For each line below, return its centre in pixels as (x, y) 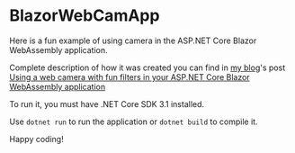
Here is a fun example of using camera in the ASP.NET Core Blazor (133, 40)
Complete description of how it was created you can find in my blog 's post (147, 67)
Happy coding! (37, 139)
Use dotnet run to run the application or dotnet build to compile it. (134, 121)
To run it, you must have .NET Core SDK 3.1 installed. (107, 103)
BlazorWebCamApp (85, 16)
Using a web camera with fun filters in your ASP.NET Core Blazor (130, 76)
